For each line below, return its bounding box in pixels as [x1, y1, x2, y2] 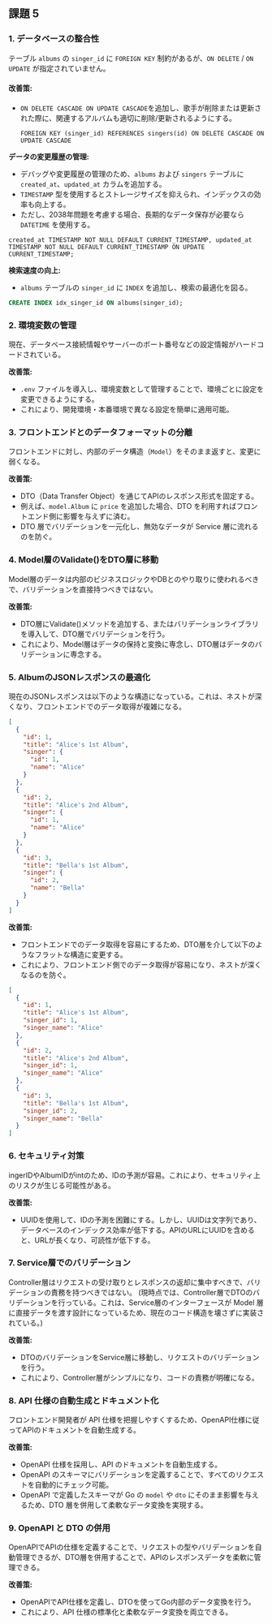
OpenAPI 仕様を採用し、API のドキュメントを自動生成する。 [19, 1459, 222, 1470]
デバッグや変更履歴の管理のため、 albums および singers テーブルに [19, 169, 244, 179]
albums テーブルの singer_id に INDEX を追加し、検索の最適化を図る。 [19, 282, 253, 292]
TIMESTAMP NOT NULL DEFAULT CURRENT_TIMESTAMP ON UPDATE [8, 243, 205, 251]
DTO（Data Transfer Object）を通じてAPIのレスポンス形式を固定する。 [19, 491, 258, 501]
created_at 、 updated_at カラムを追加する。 [19, 179, 166, 188]
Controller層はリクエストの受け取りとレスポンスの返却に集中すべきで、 [8, 1277, 248, 1287]
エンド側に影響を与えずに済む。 [27, 511, 135, 521]
